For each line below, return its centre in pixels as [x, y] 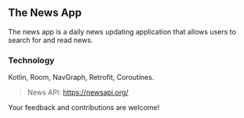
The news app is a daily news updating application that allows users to [122, 31]
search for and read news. [51, 40]
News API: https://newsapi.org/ [78, 92]
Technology [31, 60]
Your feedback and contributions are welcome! [84, 108]
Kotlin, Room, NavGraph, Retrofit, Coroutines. [81, 77]
